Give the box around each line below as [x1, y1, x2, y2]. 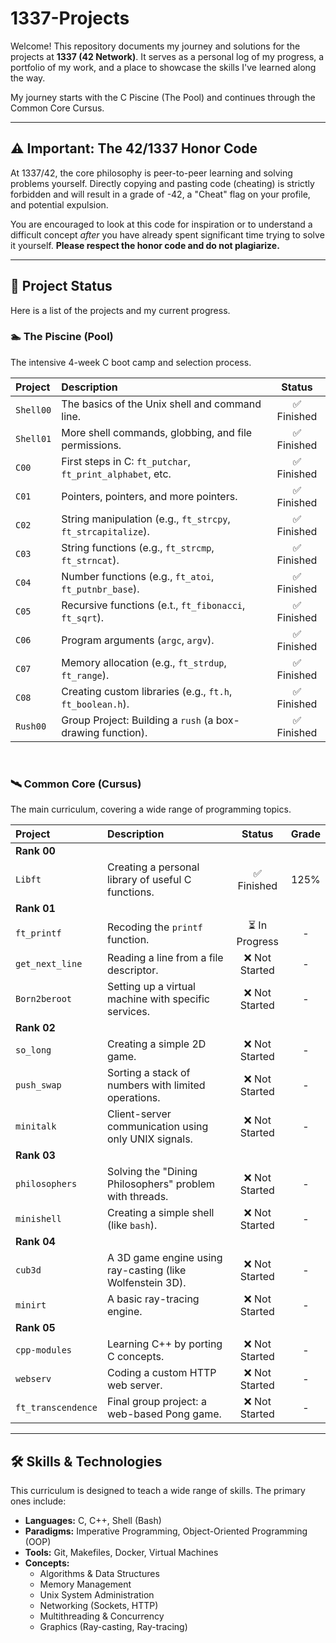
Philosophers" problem [106, 1177, 215, 1191]
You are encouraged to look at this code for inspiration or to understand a [10, 218, 313, 230]
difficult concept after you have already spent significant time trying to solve [10, 228, 325, 241]
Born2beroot [15, 993, 73, 1005]
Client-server [106, 1107, 172, 1121]
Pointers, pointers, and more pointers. [61, 489, 238, 503]
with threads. [106, 1190, 169, 1204]
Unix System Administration [39, 1588, 155, 1601]
